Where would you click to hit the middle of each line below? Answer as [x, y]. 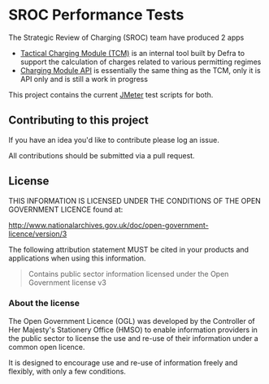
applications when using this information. [77, 258]
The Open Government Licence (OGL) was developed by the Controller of [132, 321]
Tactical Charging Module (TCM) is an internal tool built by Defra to [132, 53]
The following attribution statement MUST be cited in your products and [129, 249]
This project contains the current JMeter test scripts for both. [111, 94]
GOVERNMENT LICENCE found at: [66, 209]
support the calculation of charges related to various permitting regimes [141, 62]
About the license [44, 304]
